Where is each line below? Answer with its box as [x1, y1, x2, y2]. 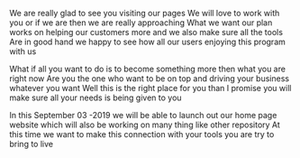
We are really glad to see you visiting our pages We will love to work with [9, 8, 280, 18]
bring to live [9, 139, 54, 149]
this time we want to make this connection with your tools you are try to [9, 129, 275, 139]
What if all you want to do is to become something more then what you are [9, 63, 286, 74]
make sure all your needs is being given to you [9, 92, 182, 103]
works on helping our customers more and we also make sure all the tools [9, 27, 284, 37]
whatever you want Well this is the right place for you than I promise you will [9, 83, 292, 93]
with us [9, 46, 37, 57]
